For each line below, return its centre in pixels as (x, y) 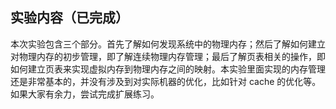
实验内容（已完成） (69, 18)
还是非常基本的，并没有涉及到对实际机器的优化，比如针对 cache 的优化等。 (166, 81)
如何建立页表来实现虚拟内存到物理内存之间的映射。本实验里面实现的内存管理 (168, 69)
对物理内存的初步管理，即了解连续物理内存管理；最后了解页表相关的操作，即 (168, 56)
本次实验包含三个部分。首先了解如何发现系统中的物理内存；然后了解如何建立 (168, 44)
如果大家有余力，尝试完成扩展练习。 (85, 94)
